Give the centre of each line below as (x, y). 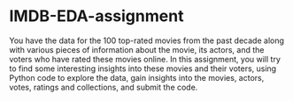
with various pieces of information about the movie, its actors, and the (137, 49)
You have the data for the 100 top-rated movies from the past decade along (147, 40)
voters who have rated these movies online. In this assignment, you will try (145, 59)
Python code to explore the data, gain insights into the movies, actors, (137, 77)
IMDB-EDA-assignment (96, 16)
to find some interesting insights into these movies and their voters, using (143, 69)
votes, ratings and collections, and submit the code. (104, 87)
